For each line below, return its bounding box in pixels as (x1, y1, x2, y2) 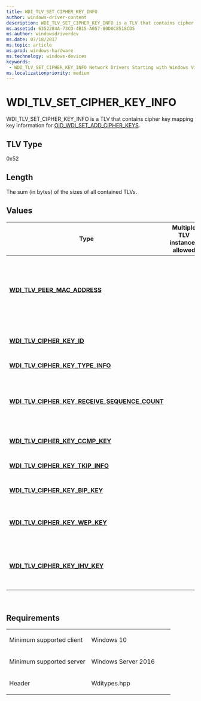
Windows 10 (91, 636, 127, 644)
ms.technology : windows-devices (6, 53, 87, 59)
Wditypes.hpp (91, 679, 130, 688)
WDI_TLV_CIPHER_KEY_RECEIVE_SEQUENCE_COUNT (9, 397, 165, 406)
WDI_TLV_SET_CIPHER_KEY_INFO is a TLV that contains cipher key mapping (6, 115, 194, 123)
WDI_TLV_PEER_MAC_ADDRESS (9, 285, 102, 294)
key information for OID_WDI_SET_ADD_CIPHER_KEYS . (6, 122, 141, 129)
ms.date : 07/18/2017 (6, 36, 58, 42)
